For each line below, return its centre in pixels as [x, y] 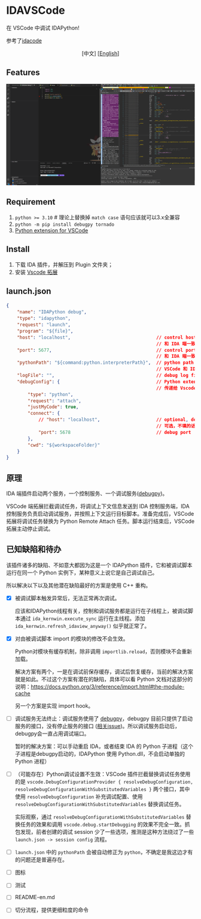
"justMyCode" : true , [53, 407]
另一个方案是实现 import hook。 [54, 706]
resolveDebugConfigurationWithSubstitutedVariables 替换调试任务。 [100, 804]
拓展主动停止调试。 [30, 529]
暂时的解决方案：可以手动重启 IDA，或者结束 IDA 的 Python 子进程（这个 [104, 746]
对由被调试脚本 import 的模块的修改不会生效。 [71, 638]
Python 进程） [32, 761]
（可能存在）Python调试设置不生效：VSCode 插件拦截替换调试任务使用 [103, 774]
